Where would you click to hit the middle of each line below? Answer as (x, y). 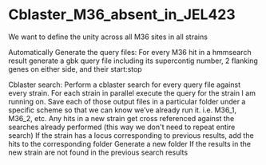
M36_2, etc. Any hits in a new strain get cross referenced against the (121, 118)
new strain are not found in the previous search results (98, 152)
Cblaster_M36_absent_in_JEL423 (122, 15)
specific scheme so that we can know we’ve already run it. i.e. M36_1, (123, 110)
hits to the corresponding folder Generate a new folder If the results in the (130, 143)
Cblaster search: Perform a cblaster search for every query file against (125, 84)
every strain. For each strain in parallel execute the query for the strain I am (132, 92)
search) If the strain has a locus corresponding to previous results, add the (131, 135)
